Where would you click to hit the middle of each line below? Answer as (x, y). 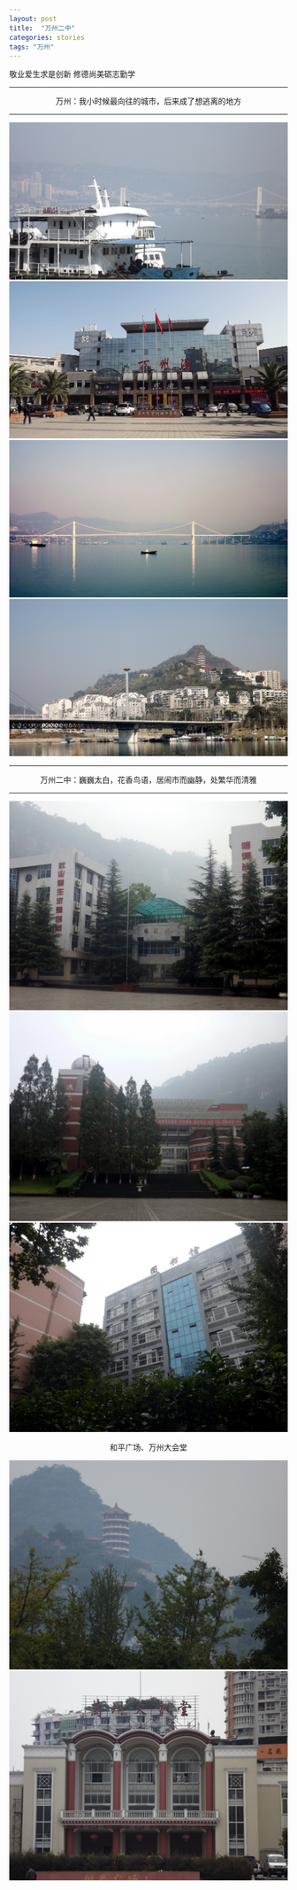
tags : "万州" (32, 47)
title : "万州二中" (42, 28)
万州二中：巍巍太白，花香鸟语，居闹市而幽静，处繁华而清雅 (148, 780)
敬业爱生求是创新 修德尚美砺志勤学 (72, 74)
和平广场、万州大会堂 (148, 1447)
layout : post (33, 19)
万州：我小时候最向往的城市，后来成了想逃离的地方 (148, 101)
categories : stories (47, 37)
